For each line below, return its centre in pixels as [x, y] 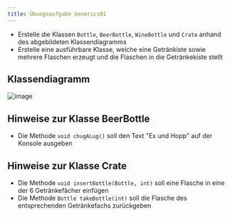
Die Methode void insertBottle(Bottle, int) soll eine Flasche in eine [121, 183]
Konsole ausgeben [45, 144]
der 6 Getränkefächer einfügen [63, 191]
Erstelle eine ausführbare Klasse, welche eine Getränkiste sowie [112, 49]
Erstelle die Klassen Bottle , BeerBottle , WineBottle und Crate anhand [120, 34]
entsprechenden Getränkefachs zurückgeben [84, 206]
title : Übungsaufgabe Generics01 [57, 14]
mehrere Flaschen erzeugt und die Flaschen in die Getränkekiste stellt [120, 57]
